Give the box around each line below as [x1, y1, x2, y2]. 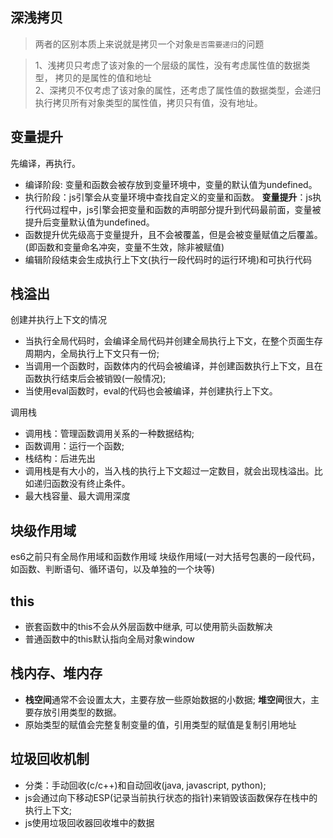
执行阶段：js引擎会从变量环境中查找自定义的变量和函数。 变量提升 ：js [24, 191, 313, 203]
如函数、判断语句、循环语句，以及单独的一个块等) [10, 563, 216, 575]
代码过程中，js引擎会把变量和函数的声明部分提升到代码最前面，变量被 [33, 203, 322, 215]
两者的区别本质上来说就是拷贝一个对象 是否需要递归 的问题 [34, 38, 265, 50]
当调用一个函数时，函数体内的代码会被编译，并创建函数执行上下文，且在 [24, 360, 323, 372]
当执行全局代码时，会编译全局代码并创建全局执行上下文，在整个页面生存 [24, 335, 323, 347]
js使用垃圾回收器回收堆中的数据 [24, 816, 155, 828]
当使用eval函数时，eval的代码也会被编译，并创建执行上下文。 [24, 385, 278, 397]
